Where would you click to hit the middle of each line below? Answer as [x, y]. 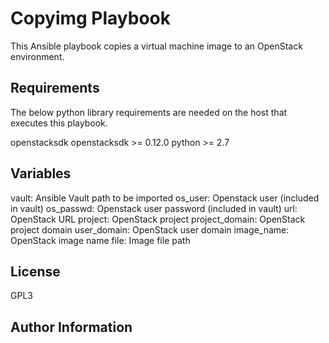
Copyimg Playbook [91, 18]
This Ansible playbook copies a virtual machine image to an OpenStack [156, 46]
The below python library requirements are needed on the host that [149, 112]
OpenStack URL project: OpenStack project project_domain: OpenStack [158, 219]
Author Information [71, 327]
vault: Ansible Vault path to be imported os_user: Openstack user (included [165, 198]
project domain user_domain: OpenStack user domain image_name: [150, 229]
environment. [37, 56]
